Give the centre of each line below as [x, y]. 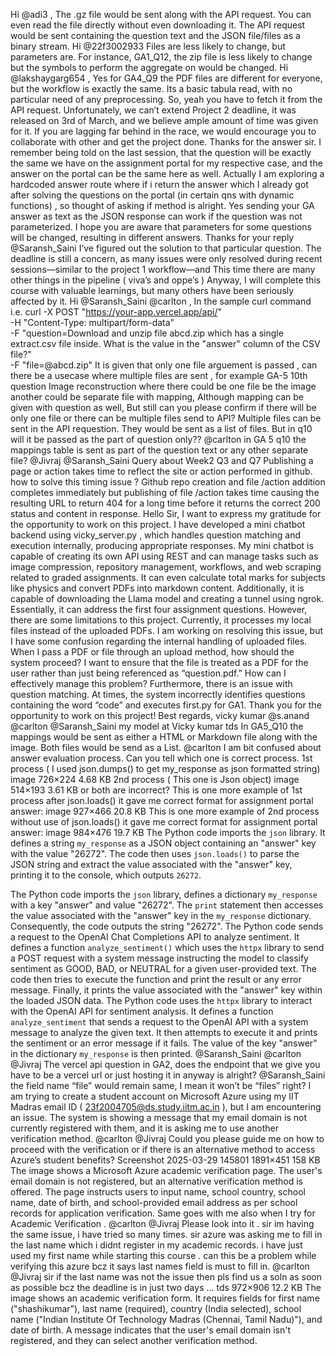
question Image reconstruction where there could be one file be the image [163, 386]
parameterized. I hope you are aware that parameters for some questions [161, 227]
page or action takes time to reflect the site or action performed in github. [161, 471]
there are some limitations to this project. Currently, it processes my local [161, 620]
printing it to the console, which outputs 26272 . [106, 875]
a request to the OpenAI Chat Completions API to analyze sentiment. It [155, 937]
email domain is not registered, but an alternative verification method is [156, 1181]
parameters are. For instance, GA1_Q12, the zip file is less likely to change [161, 57]
